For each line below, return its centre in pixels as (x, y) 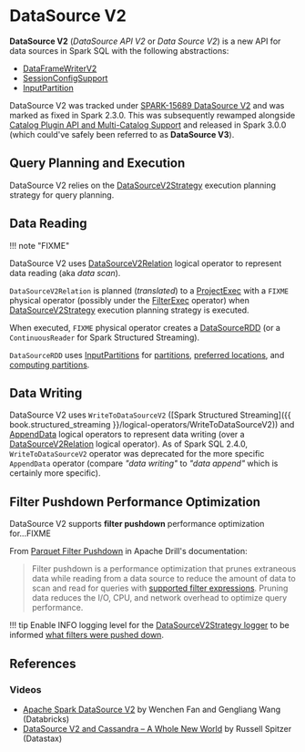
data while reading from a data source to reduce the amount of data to (163, 579)
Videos (25, 689)
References (43, 663)
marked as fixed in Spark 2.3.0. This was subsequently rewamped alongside (152, 115)
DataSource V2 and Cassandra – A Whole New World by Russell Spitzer (157, 728)
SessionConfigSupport (65, 77)
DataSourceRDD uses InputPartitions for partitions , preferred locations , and (147, 355)
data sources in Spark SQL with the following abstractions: (119, 50)
